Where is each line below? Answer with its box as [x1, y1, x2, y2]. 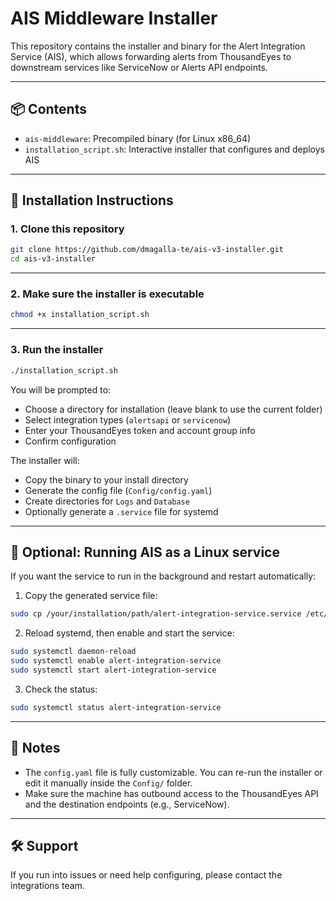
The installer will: [10, 454, 80, 466]
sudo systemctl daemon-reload [10, 647, 137, 657]
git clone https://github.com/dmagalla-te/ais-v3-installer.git [10, 245, 284, 255]
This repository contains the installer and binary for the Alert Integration [10, 40, 306, 52]
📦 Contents [10, 101, 87, 118]
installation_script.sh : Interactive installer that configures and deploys [24, 143, 325, 155]
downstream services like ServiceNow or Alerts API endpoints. [10, 61, 268, 73]
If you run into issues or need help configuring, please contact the [10, 869, 283, 881]
